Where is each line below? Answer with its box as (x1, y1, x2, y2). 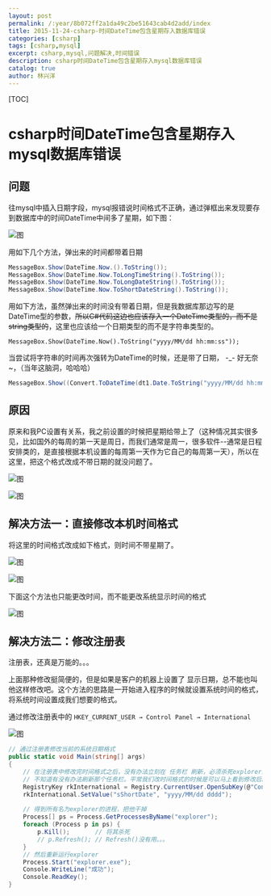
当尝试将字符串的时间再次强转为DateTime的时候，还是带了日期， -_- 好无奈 (8, 353, 259, 363)
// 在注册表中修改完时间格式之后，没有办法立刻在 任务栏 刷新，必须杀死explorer (23, 768, 262, 776)
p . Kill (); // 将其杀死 (37, 828, 131, 836)
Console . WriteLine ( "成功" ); (23, 865, 115, 873)
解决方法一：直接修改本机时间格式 (8, 517, 178, 531)
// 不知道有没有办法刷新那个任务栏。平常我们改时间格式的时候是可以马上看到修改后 (23, 775, 262, 784)
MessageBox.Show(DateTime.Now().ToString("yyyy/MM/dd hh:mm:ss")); (8, 338, 240, 346)
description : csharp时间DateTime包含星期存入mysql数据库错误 (8, 57, 202, 65)
